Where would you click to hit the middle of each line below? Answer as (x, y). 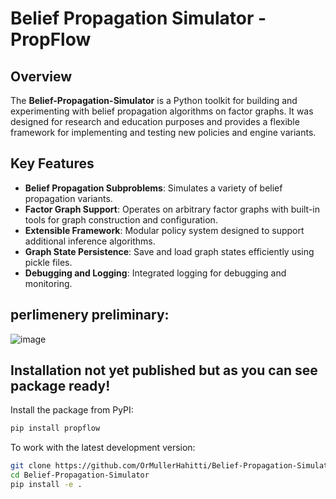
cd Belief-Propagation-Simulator (80, 475)
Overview (41, 76)
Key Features (52, 163)
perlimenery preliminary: (90, 315)
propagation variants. (68, 198)
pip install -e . (46, 485)
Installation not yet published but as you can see (164, 370)
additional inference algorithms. (90, 241)
